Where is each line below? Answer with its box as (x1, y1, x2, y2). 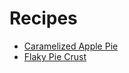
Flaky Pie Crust (23, 50, 87, 62)
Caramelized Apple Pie (23, 40, 119, 52)
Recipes (9, 7, 78, 30)
